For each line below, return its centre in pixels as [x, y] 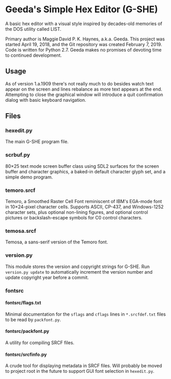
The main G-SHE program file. [37, 142]
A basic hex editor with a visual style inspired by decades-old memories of [84, 24]
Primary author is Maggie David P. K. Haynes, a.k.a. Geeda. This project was [85, 39]
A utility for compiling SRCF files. [40, 342]
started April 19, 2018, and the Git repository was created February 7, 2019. [84, 44]
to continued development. [34, 55]
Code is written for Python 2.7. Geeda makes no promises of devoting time [83, 50]
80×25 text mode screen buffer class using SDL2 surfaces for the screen [82, 166]
